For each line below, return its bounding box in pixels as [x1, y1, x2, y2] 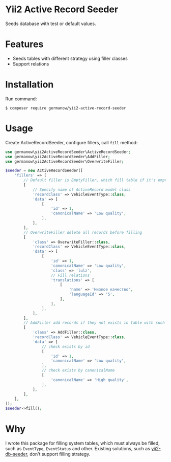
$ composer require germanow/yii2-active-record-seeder [5, 105, 126, 111]
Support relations [12, 60, 49, 67]
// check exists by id [41, 344, 90, 349]
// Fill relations [50, 273, 90, 278]
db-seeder [5, 451, 27, 457]
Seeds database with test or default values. [5, 20, 96, 27]
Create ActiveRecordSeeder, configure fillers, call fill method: [5, 139, 138, 145]
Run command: [5, 96, 37, 102]
